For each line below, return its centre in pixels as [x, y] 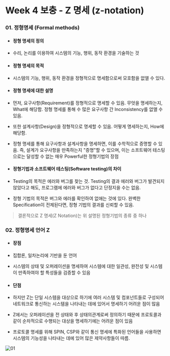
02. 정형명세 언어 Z [28, 230]
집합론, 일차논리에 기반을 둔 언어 [45, 256]
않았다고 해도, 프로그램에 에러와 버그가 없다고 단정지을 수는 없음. [77, 187]
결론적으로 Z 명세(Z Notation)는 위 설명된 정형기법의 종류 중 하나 [82, 215]
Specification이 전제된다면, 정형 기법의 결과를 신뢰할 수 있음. [73, 205]
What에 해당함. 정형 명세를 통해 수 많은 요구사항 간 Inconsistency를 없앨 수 [88, 109]
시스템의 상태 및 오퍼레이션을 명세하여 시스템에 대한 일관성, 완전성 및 [81, 266]
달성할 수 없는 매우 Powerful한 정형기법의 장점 [72, 156]
